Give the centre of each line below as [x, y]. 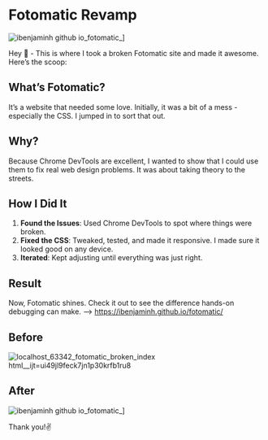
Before [26, 337]
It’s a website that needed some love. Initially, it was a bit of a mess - [123, 107]
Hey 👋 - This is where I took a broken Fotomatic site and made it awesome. [134, 53]
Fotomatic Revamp [73, 15]
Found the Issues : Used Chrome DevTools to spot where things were [136, 223]
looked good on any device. [67, 249]
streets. [21, 178]
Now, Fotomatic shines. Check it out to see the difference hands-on [121, 303]
